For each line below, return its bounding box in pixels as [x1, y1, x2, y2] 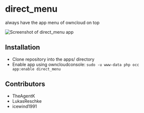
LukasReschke [12, 98, 42, 104]
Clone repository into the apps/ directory [12, 56, 95, 62]
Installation [5, 43, 40, 52]
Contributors [5, 80, 46, 89]
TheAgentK [12, 93, 35, 99]
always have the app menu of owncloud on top [5, 20, 99, 25]
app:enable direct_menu [12, 67, 61, 71]
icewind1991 [12, 103, 37, 109]
